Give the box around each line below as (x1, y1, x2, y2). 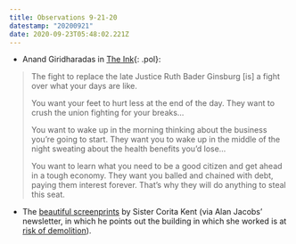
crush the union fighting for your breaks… (30, 108, 185, 118)
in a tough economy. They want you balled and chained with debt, (30, 170, 274, 181)
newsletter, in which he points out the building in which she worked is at (21, 216, 287, 227)
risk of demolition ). (21, 225, 92, 236)
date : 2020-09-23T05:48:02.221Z (9, 29, 129, 38)
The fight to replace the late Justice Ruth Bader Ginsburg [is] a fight (30, 71, 281, 82)
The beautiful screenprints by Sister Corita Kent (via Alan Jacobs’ (21, 207, 263, 217)
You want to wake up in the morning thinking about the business (30, 125, 267, 135)
